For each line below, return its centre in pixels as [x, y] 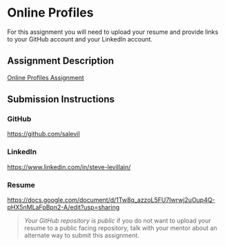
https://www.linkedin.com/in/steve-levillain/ [69, 167]
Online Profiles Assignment [46, 77]
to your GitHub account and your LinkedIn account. [80, 39]
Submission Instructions [61, 99]
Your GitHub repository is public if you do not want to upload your [118, 221]
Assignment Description [61, 61]
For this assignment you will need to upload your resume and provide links [113, 32]
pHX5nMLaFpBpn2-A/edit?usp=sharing [63, 207]
